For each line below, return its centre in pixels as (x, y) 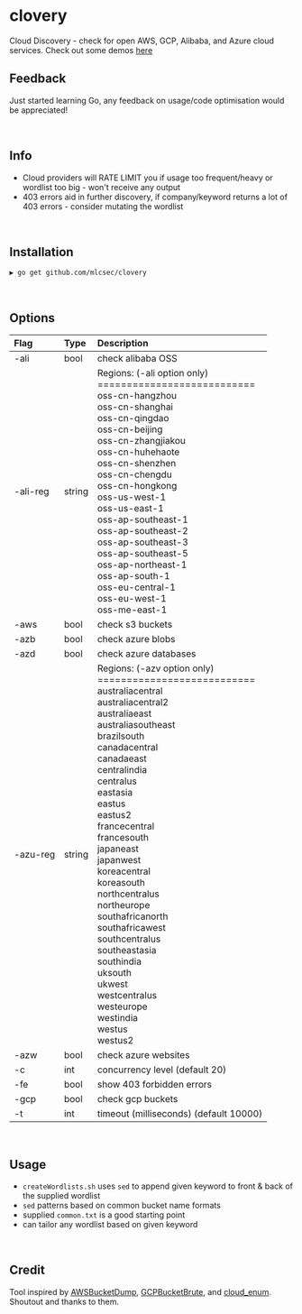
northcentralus (128, 894)
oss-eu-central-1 (136, 587)
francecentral (126, 826)
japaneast (118, 849)
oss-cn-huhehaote (138, 452)
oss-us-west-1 (132, 497)
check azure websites (143, 1055)
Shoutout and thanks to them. (64, 1301)
